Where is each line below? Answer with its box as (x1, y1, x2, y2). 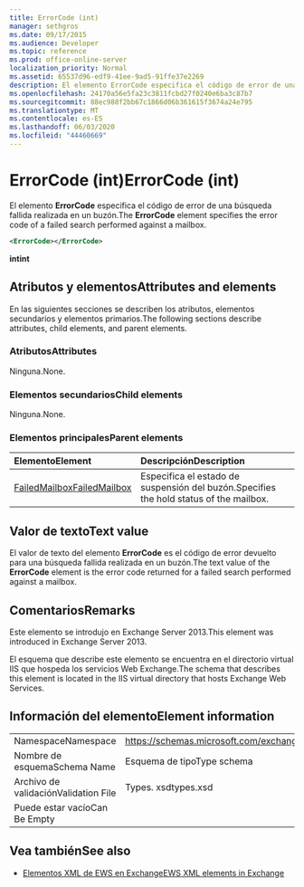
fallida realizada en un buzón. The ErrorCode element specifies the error (9, 209, 279, 220)
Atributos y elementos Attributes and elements (9, 280, 277, 295)
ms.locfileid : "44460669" (9, 131, 107, 140)
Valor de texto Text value (9, 523, 149, 539)
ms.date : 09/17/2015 (9, 30, 88, 39)
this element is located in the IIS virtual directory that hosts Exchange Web (9, 673, 287, 684)
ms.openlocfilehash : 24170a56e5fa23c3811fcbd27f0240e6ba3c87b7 (9, 89, 253, 98)
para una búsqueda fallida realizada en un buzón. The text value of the (9, 558, 271, 568)
